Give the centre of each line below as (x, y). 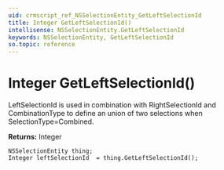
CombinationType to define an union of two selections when (105, 114)
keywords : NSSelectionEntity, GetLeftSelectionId (91, 37)
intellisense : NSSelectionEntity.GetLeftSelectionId (96, 30)
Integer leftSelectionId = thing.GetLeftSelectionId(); (103, 158)
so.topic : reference (42, 45)
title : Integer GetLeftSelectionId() (70, 23)
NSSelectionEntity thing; (50, 151)
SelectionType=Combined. (51, 121)
